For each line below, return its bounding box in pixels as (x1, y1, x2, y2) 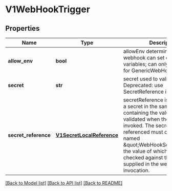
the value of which (123, 147, 168, 155)
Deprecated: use (123, 82, 163, 89)
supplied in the (123, 160, 159, 167)
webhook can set (123, 54, 165, 61)
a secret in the (123, 103, 158, 110)
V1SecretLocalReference (55, 132, 119, 139)
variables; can (123, 60, 157, 68)
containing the (123, 109, 158, 116)
